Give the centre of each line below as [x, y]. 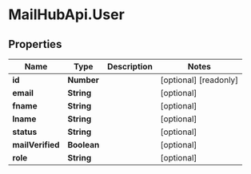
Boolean [84, 145]
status [25, 132]
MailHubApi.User [67, 15]
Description [130, 67]
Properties [35, 44]
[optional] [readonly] [199, 80]
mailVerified [36, 145]
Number [84, 80]
